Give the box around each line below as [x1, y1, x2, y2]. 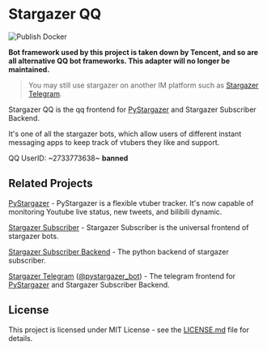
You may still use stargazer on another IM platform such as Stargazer [28, 80, 259, 90]
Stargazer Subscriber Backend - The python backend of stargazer [8, 246, 229, 256]
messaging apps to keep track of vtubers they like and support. [8, 137, 220, 147]
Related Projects [8, 177, 93, 190]
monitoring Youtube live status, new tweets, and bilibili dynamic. [8, 207, 222, 216]
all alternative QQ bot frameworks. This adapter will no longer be [8, 56, 231, 66]
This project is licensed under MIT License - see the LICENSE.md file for [8, 325, 249, 335]
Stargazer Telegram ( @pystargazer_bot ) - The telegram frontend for [8, 271, 236, 280]
